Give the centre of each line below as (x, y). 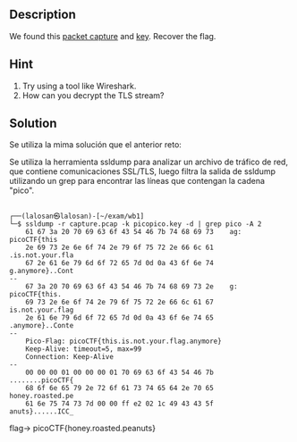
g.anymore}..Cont (42, 271)
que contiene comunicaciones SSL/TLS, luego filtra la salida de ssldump (142, 171)
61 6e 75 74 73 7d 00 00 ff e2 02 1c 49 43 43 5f (120, 404)
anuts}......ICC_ (42, 412)
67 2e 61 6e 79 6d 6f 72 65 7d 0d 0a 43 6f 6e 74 (120, 263)
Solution (33, 124)
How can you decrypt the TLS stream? (93, 95)
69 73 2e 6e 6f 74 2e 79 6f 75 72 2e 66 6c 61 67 (120, 303)
